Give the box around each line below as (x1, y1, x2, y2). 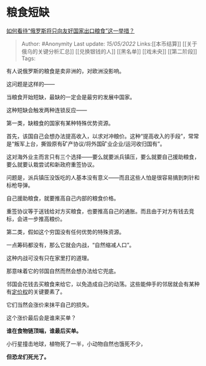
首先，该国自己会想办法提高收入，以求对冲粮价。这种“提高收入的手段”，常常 (6, 132, 199, 140)
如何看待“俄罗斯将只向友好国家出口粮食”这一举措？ (6, 27, 135, 34)
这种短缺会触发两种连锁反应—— (6, 106, 87, 113)
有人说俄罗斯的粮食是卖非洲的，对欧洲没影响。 (6, 67, 124, 74)
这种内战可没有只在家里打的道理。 (6, 254, 93, 261)
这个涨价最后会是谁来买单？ (6, 314, 77, 321)
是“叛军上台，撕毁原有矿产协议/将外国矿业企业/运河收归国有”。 (6, 140, 166, 147)
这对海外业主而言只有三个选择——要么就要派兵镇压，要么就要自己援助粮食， (6, 153, 200, 160)
